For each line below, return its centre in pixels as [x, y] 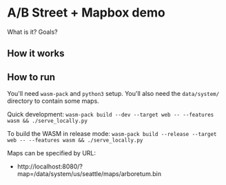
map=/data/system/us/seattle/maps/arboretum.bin [89, 174]
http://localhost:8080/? [50, 166]
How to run [31, 77]
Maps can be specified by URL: [52, 153]
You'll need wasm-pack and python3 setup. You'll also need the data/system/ [113, 94]
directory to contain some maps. [53, 101]
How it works [36, 53]
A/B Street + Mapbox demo [86, 13]
